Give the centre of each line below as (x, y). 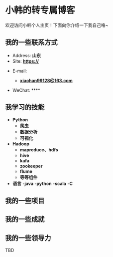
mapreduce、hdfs (39, 150)
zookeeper (31, 166)
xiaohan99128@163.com (46, 80)
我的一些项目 (25, 201)
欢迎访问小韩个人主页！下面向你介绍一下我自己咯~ (57, 25)
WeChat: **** (26, 90)
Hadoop (21, 144)
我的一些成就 (25, 219)
